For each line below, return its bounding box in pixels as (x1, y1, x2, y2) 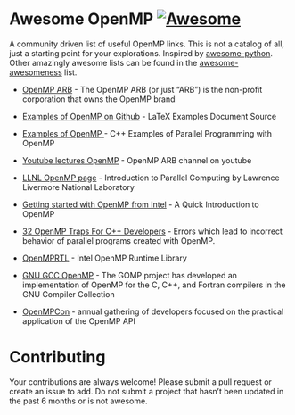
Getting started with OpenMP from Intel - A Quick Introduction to (21, 199, 260, 210)
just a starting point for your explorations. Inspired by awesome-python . (9, 47, 274, 58)
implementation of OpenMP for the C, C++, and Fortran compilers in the (21, 279, 286, 290)
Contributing (9, 347, 106, 368)
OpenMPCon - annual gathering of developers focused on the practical (21, 306, 284, 317)
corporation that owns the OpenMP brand (21, 94, 176, 104)
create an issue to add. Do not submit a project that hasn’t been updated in (9, 386, 284, 396)
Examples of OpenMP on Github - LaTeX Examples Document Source (21, 111, 277, 121)
